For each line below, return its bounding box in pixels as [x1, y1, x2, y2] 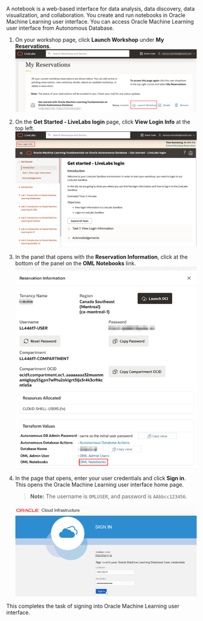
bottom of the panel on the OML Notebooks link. [14, 260, 137, 267]
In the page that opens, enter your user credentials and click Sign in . [14, 475, 186, 482]
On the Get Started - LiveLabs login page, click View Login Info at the [14, 118, 190, 126]
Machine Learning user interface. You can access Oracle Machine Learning [6, 18, 195, 25]
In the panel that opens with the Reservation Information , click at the [14, 254, 188, 261]
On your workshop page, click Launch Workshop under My [14, 36, 164, 43]
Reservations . [14, 42, 51, 50]
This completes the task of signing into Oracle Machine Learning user [6, 602, 179, 610]
